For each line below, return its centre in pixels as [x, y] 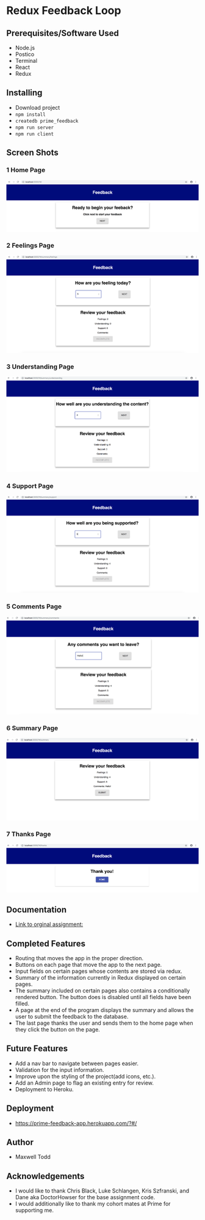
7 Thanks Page [29, 834]
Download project [38, 107]
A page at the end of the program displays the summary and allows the [104, 1010]
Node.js [25, 48]
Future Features [37, 1049]
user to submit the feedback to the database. [72, 1017]
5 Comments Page [34, 606]
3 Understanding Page [40, 367]
